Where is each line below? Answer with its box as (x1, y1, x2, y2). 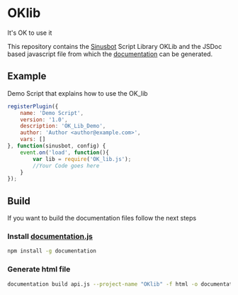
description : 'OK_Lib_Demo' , (20, 123, 106, 130)
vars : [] (20, 136, 46, 143)
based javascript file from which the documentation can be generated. (7, 50, 213, 58)
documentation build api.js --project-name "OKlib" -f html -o (7, 280, 198, 288)
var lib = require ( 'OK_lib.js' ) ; (33, 155, 132, 162)
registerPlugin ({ (7, 103, 59, 110)
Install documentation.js (7, 231, 93, 241)
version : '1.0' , (20, 116, 69, 123)
